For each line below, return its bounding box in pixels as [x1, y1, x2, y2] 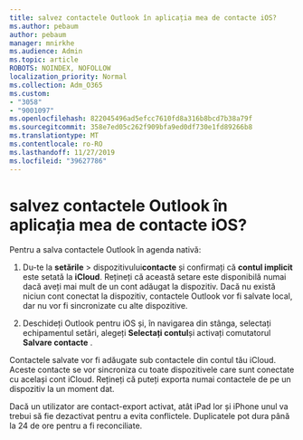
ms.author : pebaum [9, 22, 79, 31]
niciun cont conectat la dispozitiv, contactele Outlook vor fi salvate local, [22, 291, 293, 301]
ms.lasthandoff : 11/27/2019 [9, 148, 116, 157]
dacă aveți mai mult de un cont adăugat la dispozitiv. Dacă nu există [22, 282, 276, 292]
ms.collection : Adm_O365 [9, 81, 103, 90]
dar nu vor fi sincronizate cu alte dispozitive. [22, 301, 188, 311]
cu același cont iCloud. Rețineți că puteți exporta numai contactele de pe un [9, 374, 291, 385]
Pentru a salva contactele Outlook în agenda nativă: [9, 244, 202, 255]
